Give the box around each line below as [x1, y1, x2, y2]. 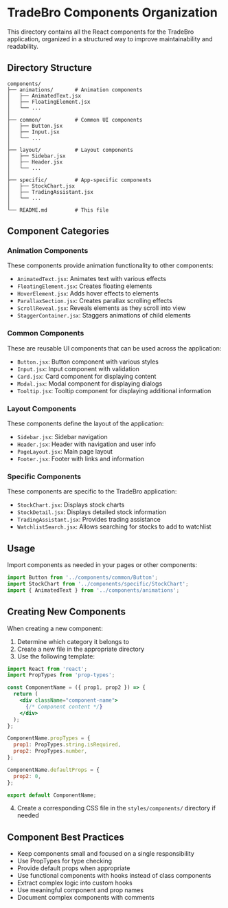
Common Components [7, 329, 84, 338]
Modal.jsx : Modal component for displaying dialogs [16, 379, 163, 388]
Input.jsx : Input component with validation [16, 364, 139, 373]
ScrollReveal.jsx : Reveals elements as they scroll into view [16, 304, 187, 312]
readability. [7, 42, 39, 50]
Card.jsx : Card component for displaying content [16, 372, 157, 380]
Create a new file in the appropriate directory [16, 645, 145, 653]
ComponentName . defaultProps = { [7, 766, 100, 773]
